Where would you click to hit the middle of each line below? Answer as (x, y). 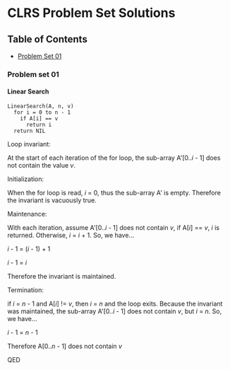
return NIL (30, 131)
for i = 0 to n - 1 (42, 112)
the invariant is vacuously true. (52, 200)
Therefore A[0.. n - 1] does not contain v (65, 346)
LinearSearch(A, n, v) (41, 106)
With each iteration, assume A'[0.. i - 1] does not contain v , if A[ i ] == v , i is (114, 228)
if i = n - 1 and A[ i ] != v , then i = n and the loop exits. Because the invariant (115, 304)
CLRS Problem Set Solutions (91, 13)
